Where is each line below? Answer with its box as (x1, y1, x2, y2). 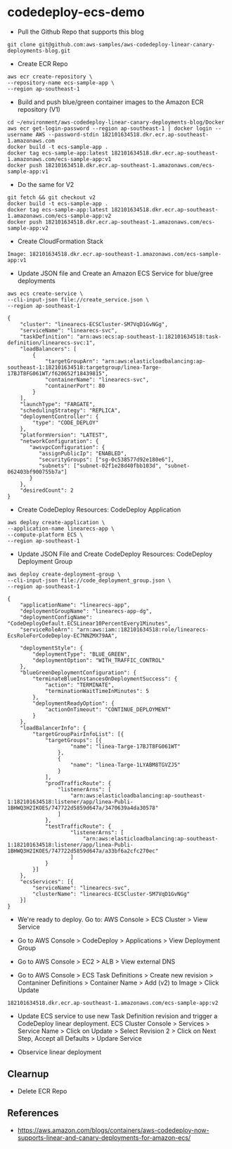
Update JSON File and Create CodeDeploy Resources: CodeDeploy (17, 550, 213, 558)
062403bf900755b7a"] (7, 468, 68, 475)
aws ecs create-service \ (7, 290, 83, 297)
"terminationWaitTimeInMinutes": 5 (44, 687, 150, 694)
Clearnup (7, 1068, 49, 1080)
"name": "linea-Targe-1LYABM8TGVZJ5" (70, 761, 181, 768)
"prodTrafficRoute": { (44, 779, 112, 787)
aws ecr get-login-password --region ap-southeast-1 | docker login (7, 124, 212, 132)
